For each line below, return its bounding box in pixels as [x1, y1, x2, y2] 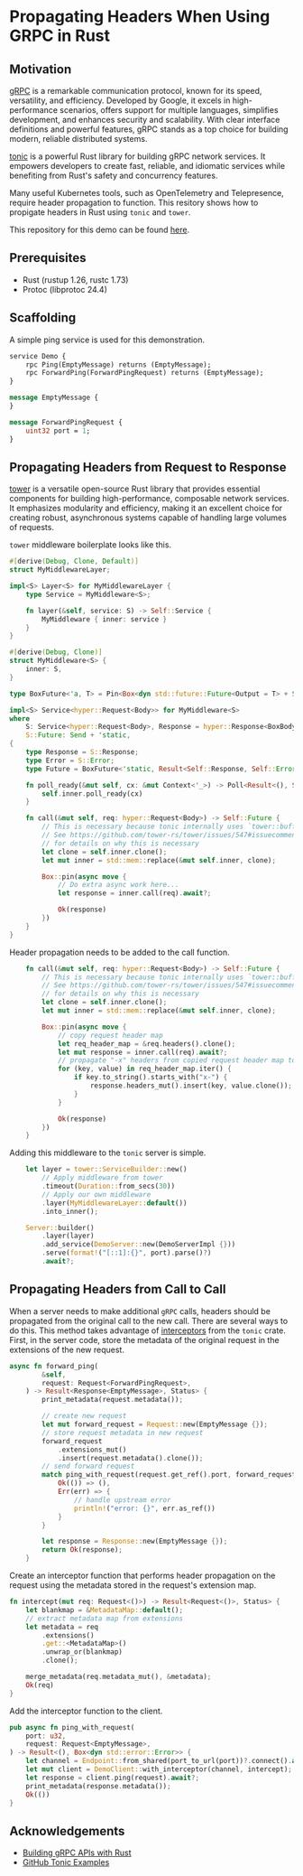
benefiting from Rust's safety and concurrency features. [9, 170, 218, 181]
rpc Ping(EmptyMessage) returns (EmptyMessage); [25, 359, 212, 369]
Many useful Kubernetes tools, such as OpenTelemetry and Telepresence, [9, 188, 284, 198]
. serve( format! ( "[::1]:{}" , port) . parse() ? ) [41, 1248, 212, 1257]
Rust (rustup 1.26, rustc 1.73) [22, 274, 129, 285]
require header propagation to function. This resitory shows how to [9, 197, 259, 208]
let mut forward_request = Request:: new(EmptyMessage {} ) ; [41, 1420, 269, 1429]
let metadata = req [25, 1622, 99, 1631]
